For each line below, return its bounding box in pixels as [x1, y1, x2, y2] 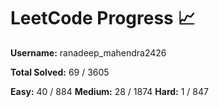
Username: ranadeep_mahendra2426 [10, 46, 167, 59]
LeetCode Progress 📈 [10, 7, 196, 30]
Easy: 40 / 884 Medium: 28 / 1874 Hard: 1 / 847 [10, 85, 209, 97]
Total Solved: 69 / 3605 [10, 66, 110, 78]
